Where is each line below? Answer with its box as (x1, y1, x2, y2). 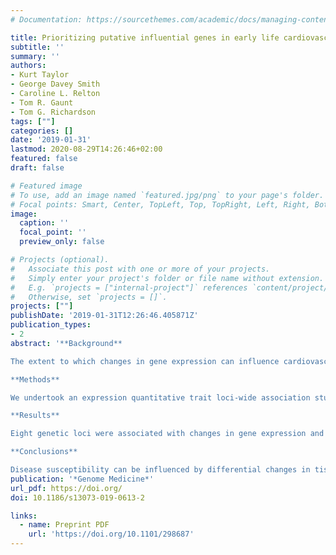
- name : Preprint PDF (19, 520, 110, 530)
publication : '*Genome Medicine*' (10, 474, 155, 484)
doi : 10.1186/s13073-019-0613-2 (10, 492, 145, 503)
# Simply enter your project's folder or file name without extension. (10, 273, 325, 283)
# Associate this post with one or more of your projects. (10, 264, 271, 274)
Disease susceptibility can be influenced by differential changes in (10, 465, 311, 475)
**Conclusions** (10, 447, 78, 457)
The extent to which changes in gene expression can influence (10, 356, 280, 366)
